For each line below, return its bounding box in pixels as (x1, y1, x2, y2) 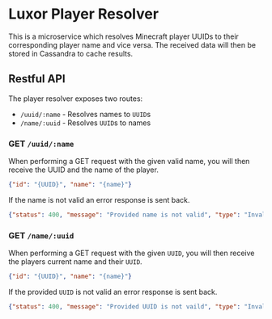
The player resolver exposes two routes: (8, 94, 143, 103)
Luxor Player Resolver (8, 5, 159, 23)
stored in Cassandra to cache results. (8, 48, 134, 58)
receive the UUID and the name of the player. (8, 165, 159, 174)
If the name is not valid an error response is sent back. (8, 195, 190, 204)
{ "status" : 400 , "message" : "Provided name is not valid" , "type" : (8, 211, 241, 219)
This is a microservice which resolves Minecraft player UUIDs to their (8, 31, 239, 41)
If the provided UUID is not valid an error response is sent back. (8, 287, 218, 296)
